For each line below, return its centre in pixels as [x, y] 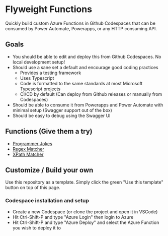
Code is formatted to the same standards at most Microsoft [81, 83]
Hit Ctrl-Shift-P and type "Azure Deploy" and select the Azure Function [86, 222]
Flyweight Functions [49, 9]
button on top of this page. [33, 188]
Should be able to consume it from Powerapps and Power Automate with [88, 105]
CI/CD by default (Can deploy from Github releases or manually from [91, 94]
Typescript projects [40, 89]
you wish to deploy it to [37, 227]
